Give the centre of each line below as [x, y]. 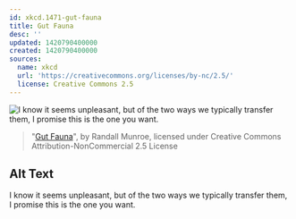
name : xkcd [38, 68]
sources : [25, 59]
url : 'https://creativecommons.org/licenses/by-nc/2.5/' [126, 76]
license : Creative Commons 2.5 [76, 84]
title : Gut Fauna [42, 26]
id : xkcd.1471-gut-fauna [55, 17]
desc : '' [25, 34]
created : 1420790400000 [54, 51]
